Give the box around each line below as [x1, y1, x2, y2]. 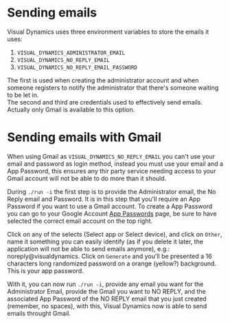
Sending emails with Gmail [7, 129, 162, 145]
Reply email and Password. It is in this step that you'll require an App [7, 195, 200, 203]
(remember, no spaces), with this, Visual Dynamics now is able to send [7, 301, 207, 310]
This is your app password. [7, 266, 84, 274]
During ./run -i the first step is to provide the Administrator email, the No [7, 187, 216, 195]
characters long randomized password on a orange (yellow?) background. [7, 259, 217, 268]
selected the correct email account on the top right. [7, 217, 153, 225]
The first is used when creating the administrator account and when [7, 76, 199, 84]
